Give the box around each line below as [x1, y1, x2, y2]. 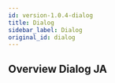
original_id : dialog [8, 33, 76, 41]
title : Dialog [8, 19, 55, 27]
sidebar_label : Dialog [8, 26, 83, 34]
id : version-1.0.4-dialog [8, 11, 93, 20]
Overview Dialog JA [8, 62, 108, 75]
